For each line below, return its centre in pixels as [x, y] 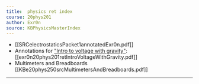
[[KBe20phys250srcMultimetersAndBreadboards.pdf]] [81, 70]
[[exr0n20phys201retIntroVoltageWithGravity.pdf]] [76, 57]
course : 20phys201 [29, 17]
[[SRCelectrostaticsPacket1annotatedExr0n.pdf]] [74, 45]
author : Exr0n [24, 22]
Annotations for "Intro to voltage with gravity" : [71, 51]
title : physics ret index [39, 11]
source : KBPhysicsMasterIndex [44, 28]
